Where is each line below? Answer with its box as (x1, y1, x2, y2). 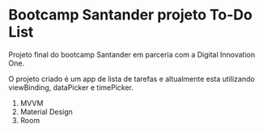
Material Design (19, 107, 73, 117)
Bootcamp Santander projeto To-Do (8, 6, 252, 24)
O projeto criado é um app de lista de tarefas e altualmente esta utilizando (8, 74, 255, 83)
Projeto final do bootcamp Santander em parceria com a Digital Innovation (8, 49, 256, 59)
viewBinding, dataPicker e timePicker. (8, 83, 134, 92)
